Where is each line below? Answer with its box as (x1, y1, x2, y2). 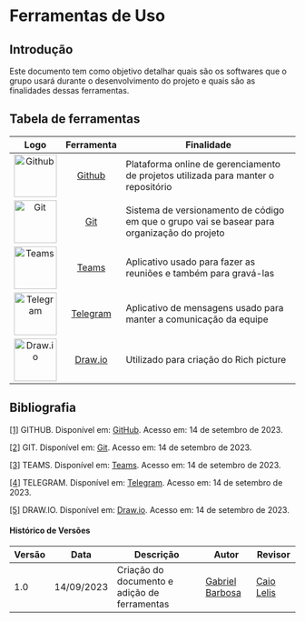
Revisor (256, 547, 290, 560)
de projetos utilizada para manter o (125, 169, 275, 182)
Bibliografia (9, 400, 77, 416)
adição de (116, 586, 160, 598)
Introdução (9, 42, 74, 57)
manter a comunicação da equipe (125, 313, 270, 326)
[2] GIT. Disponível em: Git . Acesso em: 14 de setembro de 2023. (9, 442, 252, 453)
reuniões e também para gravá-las (125, 267, 275, 280)
